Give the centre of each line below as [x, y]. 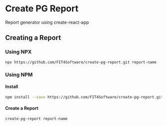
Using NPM [19, 75]
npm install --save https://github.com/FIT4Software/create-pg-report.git [84, 97]
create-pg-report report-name [37, 119]
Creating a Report [33, 38]
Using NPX [19, 52]
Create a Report [22, 108]
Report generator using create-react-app [47, 22]
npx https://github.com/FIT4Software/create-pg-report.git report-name [81, 62]
